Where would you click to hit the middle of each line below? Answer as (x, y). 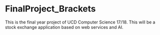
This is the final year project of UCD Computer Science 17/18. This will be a (80, 22)
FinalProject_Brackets (50, 9)
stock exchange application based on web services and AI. (64, 27)
